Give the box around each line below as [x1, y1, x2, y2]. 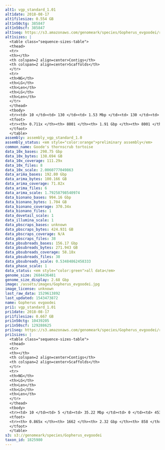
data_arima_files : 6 [5, 186, 48, 191]
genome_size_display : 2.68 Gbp [5, 277, 69, 282]
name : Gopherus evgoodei [5, 300, 56, 305]
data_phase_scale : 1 [5, 263, 48, 268]
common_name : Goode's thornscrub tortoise [5, 145, 93, 150]
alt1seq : [5, 30, 23, 35]
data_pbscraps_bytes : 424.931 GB [5, 227, 74, 232]
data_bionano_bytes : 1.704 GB [5, 199, 67, 204]
